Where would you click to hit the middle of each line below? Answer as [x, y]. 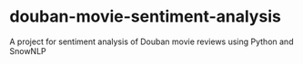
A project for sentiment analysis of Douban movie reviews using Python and [151, 41]
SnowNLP [28, 50]
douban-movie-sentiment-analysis [146, 17]
